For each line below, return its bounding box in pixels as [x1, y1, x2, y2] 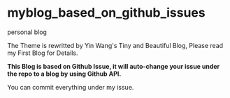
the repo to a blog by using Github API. [7, 70, 122, 78]
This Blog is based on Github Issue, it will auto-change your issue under [7, 62, 220, 70]
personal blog [7, 28, 48, 36]
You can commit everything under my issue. [7, 83, 134, 91]
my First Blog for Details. [7, 49, 78, 57]
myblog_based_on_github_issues [7, 5, 206, 21]
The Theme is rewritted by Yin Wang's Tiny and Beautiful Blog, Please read [7, 41, 224, 49]
